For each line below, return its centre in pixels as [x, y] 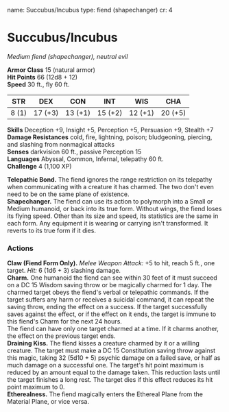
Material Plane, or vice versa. [48, 402]
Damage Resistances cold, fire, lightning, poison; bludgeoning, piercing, [110, 137]
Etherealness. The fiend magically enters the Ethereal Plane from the [105, 394]
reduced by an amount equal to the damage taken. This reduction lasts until [114, 372]
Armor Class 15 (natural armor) [51, 70]
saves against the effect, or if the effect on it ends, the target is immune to [112, 314]
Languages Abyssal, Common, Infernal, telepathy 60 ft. [85, 159]
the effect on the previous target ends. [61, 336]
